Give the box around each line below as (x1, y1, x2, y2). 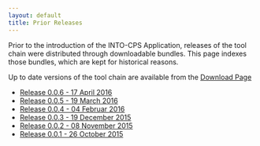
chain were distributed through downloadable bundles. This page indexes (8, 49, 247, 58)
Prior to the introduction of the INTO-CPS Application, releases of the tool (8, 40, 247, 49)
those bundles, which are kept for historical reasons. (8, 57, 179, 67)
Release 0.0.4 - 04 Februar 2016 (19, 104, 125, 114)
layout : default (8, 11, 61, 20)
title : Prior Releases (8, 19, 83, 27)
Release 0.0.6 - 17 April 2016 (19, 87, 113, 97)
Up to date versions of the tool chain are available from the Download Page (8, 72, 252, 82)
